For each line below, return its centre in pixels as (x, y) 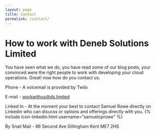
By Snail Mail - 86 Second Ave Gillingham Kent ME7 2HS (62, 127)
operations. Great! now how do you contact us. (53, 78)
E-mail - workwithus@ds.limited (37, 97)
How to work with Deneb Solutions (77, 43)
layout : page (18, 10)
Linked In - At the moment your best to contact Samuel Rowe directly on (78, 106)
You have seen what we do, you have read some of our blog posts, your (78, 67)
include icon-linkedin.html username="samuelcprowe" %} (64, 117)
